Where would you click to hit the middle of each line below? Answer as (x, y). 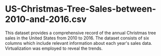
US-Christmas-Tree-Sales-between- (80, 9)
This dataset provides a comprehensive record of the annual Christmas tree (80, 33)
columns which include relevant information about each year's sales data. (79, 43)
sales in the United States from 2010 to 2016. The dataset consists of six (77, 38)
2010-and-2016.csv (46, 19)
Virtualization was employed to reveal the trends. (54, 48)
